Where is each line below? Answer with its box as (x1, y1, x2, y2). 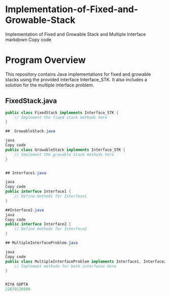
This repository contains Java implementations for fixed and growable (5, 71, 151, 77)
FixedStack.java (5, 96, 57, 105)
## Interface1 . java (5, 170, 47, 176)
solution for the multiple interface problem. (5, 82, 95, 88)
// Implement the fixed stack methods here (14, 115, 108, 120)
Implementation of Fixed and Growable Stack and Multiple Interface (5, 31, 146, 37)
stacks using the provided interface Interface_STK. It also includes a (5, 76, 148, 82)
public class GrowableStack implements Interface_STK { (5, 147, 125, 152)
